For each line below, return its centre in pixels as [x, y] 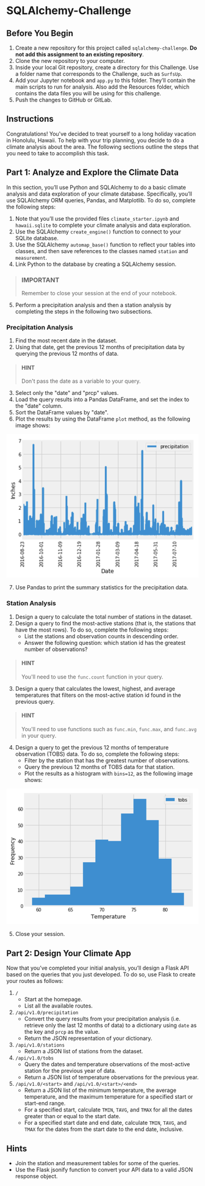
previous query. [35, 701]
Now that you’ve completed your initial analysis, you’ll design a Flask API [98, 968]
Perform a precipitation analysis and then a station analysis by [93, 305]
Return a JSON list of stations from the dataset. [84, 1052]
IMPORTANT [40, 280]
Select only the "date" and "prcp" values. [67, 393]
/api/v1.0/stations [40, 1045]
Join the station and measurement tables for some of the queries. [97, 1163]
